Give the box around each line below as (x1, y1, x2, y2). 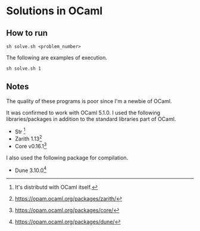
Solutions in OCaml (6, 4, 103, 18)
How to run (6, 28, 48, 38)
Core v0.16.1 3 (14, 142, 47, 149)
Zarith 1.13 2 (14, 134, 43, 142)
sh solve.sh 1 (6, 65, 42, 71)
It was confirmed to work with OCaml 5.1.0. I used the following (6, 109, 161, 116)
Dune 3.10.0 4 (14, 166, 46, 174)
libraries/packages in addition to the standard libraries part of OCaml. (6, 115, 176, 123)
